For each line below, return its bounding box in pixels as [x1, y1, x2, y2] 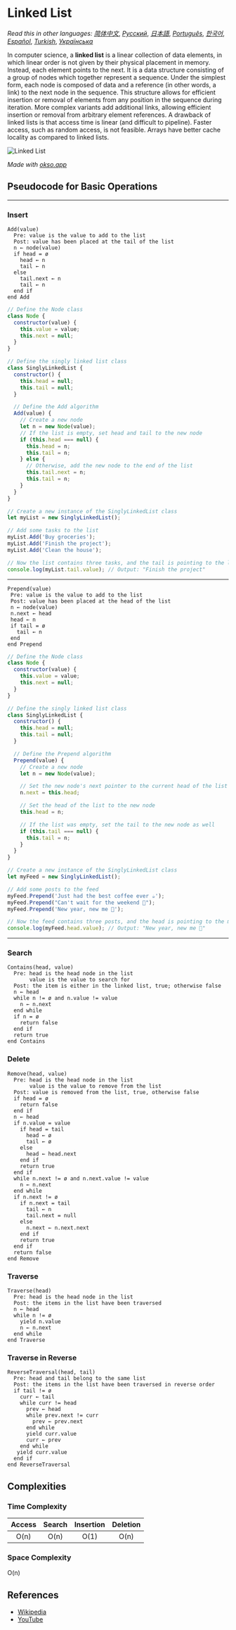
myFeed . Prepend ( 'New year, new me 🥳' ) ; [7, 905, 124, 913]
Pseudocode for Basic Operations [7, 181, 158, 193]
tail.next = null [25, 1212, 77, 1219]
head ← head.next [25, 1150, 77, 1158]
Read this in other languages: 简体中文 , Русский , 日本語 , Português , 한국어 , [7, 29, 225, 37]
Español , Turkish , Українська [7, 37, 93, 45]
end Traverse [7, 1336, 46, 1344]
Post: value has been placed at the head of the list [10, 597, 171, 605]
